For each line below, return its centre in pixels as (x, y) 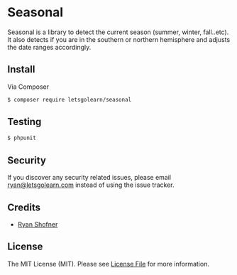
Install (21, 69)
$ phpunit (22, 138)
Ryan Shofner (38, 224)
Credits (24, 207)
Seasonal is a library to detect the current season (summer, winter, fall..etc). (118, 32)
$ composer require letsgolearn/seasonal (70, 99)
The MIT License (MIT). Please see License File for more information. (108, 264)
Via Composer (28, 87)
